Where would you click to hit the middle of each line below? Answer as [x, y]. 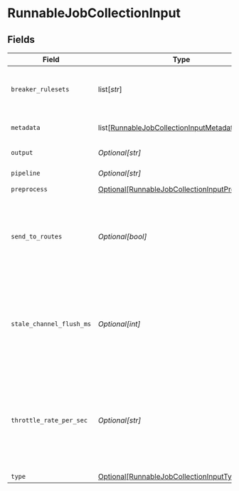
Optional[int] [119, 324]
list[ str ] [110, 89]
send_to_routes [37, 237]
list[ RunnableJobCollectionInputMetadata [168, 128]
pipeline [26, 173]
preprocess [29, 189]
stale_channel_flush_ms [51, 324]
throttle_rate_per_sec [49, 420]
